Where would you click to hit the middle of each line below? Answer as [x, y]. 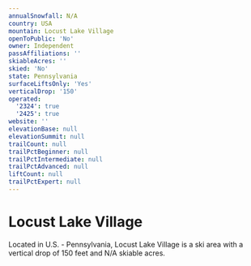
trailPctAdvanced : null [49, 167]
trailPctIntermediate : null [56, 159]
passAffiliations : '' [45, 54]
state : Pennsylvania [43, 76]
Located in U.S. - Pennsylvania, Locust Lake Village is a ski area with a [126, 244]
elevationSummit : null [47, 136]
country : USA [30, 24]
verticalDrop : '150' [43, 91]
